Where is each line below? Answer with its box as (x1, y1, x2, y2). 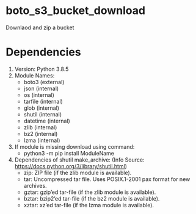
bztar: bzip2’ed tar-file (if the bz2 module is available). (23, 194, 160, 202)
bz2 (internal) (23, 130, 58, 137)
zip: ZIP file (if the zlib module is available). (23, 169, 132, 176)
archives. (23, 182, 47, 189)
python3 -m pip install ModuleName (23, 149, 114, 157)
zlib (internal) (23, 123, 57, 131)
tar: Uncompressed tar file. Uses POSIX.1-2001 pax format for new (23, 175, 191, 183)
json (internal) (23, 85, 59, 92)
